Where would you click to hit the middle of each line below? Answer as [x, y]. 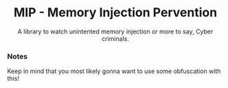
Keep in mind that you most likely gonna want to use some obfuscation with [114, 71]
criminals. [115, 38]
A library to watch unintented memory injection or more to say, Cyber [115, 31]
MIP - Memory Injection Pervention [115, 13]
